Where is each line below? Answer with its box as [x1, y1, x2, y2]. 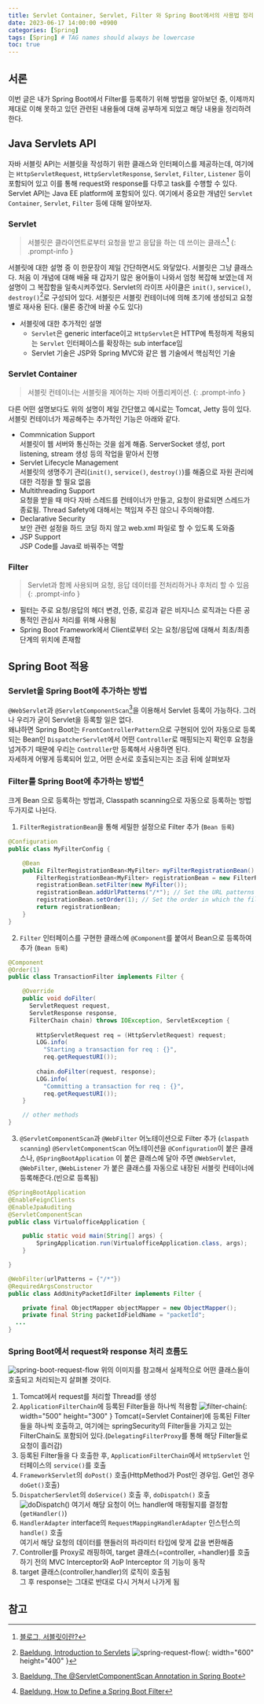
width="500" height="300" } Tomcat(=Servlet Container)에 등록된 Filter [19, 1411, 251, 1421]
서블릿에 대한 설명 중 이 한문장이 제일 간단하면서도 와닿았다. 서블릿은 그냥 [8, 263, 233, 272]
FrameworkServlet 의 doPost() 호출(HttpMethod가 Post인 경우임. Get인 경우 [19, 1470, 255, 1480]
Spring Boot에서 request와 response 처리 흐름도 [8, 1345, 189, 1356]
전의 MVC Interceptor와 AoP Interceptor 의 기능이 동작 [34, 1558, 206, 1567]
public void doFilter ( [22, 995, 97, 1003]
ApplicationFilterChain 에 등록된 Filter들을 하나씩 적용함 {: [19, 1401, 247, 1411]
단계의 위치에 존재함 [19, 635, 81, 644]
